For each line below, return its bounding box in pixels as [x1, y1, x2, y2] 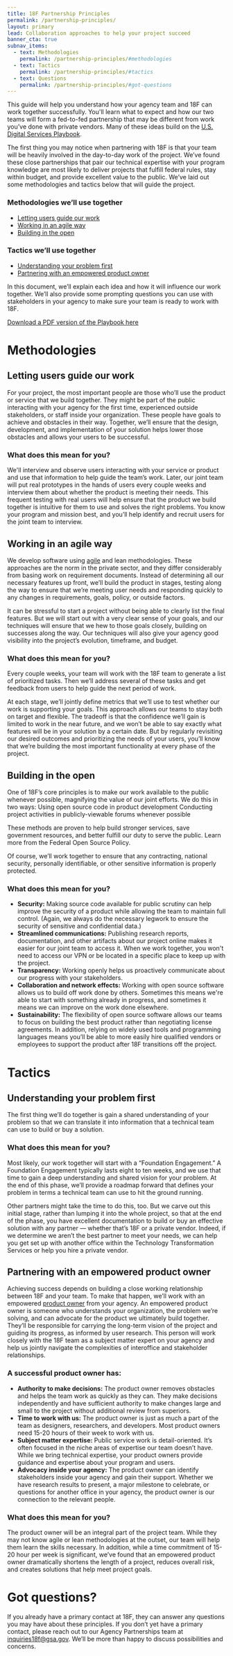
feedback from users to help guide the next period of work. [7, 684, 177, 693]
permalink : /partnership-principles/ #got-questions [19, 81, 172, 88]
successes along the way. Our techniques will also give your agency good [7, 629, 218, 637]
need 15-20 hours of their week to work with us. [17, 1429, 155, 1437]
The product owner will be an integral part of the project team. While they [7, 1528, 217, 1537]
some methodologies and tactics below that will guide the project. [7, 180, 196, 188]
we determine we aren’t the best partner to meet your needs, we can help [7, 1231, 218, 1239]
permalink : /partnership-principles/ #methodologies [19, 56, 172, 63]
